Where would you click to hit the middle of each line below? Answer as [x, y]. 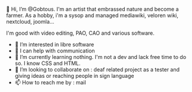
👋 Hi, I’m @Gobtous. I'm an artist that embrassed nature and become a [93, 9]
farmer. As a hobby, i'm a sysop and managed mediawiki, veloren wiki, [92, 15]
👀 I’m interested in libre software [54, 45]
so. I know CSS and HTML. [48, 63]
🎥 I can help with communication [55, 51]
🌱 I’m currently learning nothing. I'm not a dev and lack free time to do [100, 57]
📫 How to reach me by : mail [50, 82]
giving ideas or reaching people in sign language [74, 76]
